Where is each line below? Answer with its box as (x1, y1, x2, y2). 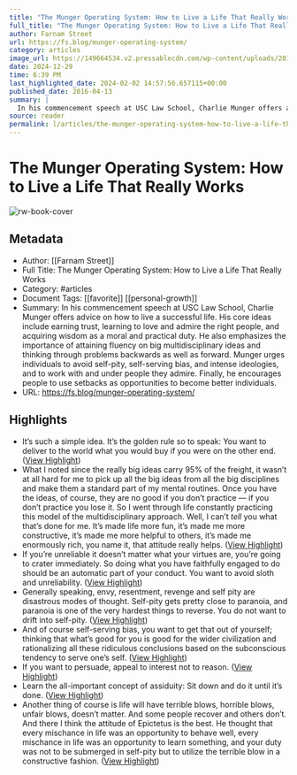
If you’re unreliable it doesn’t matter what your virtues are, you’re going (21, 549, 281, 559)
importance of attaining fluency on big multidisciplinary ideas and (21, 340, 261, 350)
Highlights (9, 412, 68, 427)
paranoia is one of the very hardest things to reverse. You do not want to (21, 605, 286, 616)
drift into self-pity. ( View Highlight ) (21, 614, 148, 625)
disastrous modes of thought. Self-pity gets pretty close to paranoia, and (21, 595, 288, 606)
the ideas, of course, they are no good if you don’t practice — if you (21, 492, 270, 503)
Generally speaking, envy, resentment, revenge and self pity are (21, 586, 255, 597)
